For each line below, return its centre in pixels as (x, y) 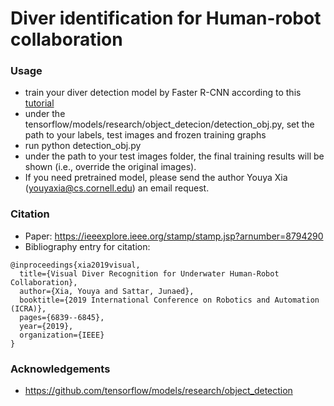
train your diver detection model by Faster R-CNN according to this (163, 93)
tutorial (39, 103)
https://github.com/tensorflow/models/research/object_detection (158, 391)
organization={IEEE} (62, 335)
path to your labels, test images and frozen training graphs (145, 135)
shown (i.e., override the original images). (110, 167)
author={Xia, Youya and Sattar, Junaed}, (107, 291)
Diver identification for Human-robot (166, 18)
